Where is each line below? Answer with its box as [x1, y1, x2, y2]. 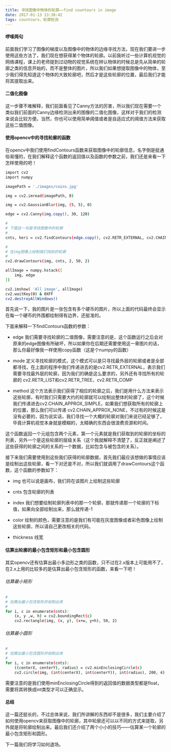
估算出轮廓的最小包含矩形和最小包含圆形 [5, 547, 90, 553]
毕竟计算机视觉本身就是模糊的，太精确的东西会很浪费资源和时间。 [12, 420, 151, 426]
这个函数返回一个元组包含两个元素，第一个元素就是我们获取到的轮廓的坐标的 [5, 431, 166, 437]
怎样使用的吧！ [5, 160, 37, 166]
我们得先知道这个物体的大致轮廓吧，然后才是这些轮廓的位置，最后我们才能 [9, 71, 166, 77]
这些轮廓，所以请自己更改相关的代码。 [12, 523, 93, 529]
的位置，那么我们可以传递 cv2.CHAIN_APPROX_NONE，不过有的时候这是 [12, 407, 166, 413]
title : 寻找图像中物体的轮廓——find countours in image [5, 7, 117, 13]
